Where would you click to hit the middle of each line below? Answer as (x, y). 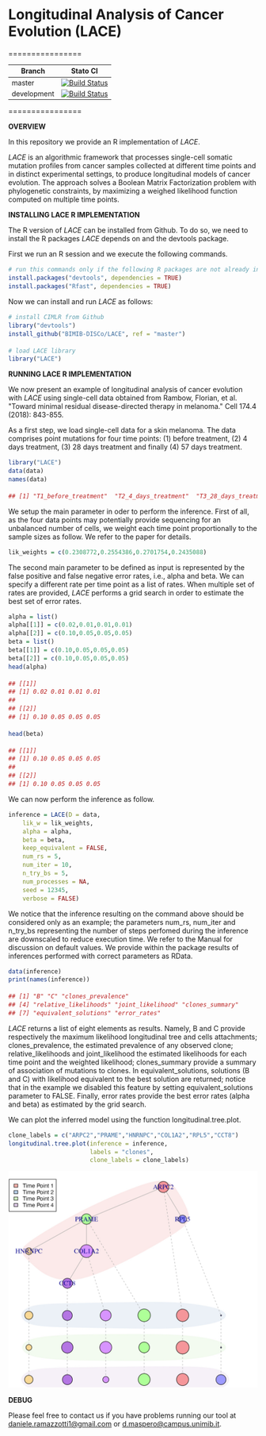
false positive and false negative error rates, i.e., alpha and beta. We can (126, 576)
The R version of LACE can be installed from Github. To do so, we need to (128, 230)
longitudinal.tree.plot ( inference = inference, (88, 1143)
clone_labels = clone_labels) (140, 1161)
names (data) (28, 479)
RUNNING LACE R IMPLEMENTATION (70, 374)
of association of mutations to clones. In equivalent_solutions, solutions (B (129, 1070)
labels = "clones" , (122, 1152)
